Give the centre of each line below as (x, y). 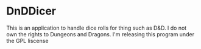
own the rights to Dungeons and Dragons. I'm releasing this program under (100, 34)
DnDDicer (31, 11)
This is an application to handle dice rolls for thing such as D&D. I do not (97, 28)
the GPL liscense (27, 41)
